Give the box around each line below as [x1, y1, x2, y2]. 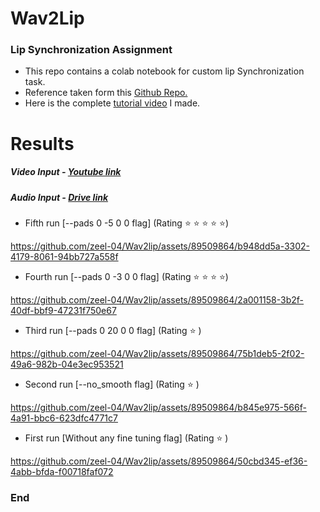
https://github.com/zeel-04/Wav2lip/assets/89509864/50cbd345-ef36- [10, 455, 308, 467]
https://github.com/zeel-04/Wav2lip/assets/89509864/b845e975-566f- [10, 402, 307, 414]
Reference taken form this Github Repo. [24, 87, 188, 99]
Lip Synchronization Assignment [10, 43, 173, 57]
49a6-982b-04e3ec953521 [10, 358, 124, 371]
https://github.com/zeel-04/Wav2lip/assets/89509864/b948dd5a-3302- [10, 240, 311, 252]
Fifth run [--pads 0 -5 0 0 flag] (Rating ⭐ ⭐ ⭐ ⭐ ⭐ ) [24, 217, 230, 229]
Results [10, 132, 75, 155]
